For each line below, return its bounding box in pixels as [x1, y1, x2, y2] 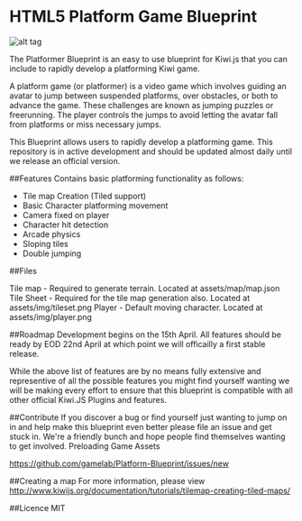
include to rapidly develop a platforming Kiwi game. [9, 63, 200, 74]
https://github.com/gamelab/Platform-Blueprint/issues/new [9, 458, 230, 469]
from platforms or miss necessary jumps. [9, 119, 162, 130]
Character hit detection [22, 219, 109, 230]
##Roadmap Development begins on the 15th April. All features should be [9, 329, 282, 340]
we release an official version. [9, 155, 121, 166]
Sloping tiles [22, 238, 69, 249]
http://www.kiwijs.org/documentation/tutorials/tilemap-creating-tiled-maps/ [9, 485, 291, 496]
